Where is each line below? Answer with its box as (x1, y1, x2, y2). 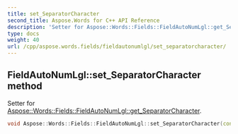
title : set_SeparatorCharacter (7, 10, 100, 18)
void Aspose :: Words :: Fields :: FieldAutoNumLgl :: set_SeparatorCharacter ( (7, 120, 223, 127)
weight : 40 (7, 37, 40, 44)
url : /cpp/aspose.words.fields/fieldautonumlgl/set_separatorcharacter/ (7, 43, 227, 50)
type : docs (7, 30, 40, 37)
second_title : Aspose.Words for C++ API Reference (7, 17, 160, 24)
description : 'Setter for (7, 23, 84, 30)
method (7, 80, 42, 92)
